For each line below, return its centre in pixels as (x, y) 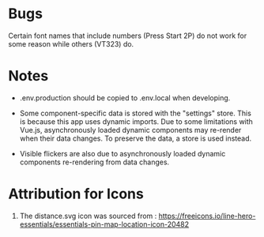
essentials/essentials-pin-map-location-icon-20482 (104, 224)
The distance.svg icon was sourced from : (88, 216)
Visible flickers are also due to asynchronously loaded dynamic (123, 153)
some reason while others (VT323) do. (71, 43)
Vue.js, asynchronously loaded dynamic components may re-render (130, 130)
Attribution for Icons (76, 194)
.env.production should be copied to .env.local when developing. (125, 98)
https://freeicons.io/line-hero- (207, 216)
